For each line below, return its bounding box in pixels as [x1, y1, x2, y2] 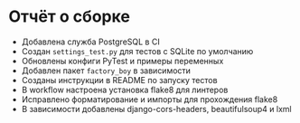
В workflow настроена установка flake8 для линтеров [21, 84, 229, 95]
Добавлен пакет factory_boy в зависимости [21, 65, 192, 76]
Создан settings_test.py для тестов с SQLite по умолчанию [21, 45, 254, 56]
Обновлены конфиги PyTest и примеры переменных [21, 55, 224, 66]
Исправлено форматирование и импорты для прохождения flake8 [21, 93, 278, 105]
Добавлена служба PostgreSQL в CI [21, 36, 160, 47]
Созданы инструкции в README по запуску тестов [21, 74, 218, 85]
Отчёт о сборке [8, 6, 130, 27]
